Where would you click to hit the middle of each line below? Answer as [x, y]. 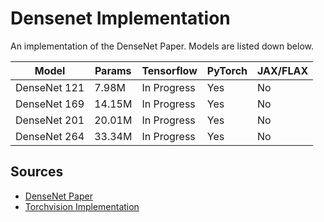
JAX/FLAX [283, 70]
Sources [37, 172]
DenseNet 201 [50, 120]
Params [113, 70]
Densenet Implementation [120, 18]
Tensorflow [169, 70]
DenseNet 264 [50, 136]
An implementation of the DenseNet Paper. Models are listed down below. [162, 46]
